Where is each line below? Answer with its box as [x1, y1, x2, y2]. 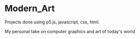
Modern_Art [4, 3, 55, 14]
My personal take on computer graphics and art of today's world [4, 28, 136, 34]
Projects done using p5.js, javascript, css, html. [4, 19, 100, 25]
